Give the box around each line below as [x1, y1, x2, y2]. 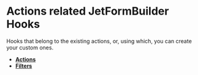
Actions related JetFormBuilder [6, 4, 169, 18]
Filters [15, 62, 32, 70]
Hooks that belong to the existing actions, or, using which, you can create [6, 37, 192, 45]
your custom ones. [6, 44, 54, 51]
